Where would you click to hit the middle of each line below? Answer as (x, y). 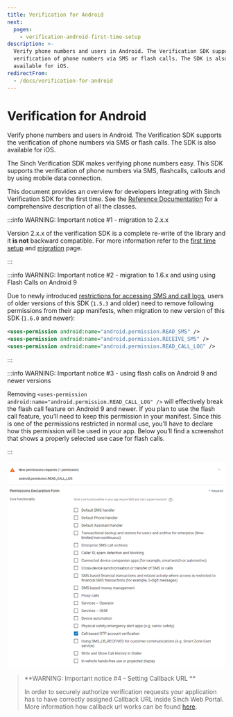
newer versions (29, 381)
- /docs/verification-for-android (63, 81)
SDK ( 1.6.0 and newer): (41, 318)
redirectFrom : (28, 73)
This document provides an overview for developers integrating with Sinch (114, 192)
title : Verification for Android (55, 15)
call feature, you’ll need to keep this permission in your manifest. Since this (114, 417)
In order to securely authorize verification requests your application (120, 692)
